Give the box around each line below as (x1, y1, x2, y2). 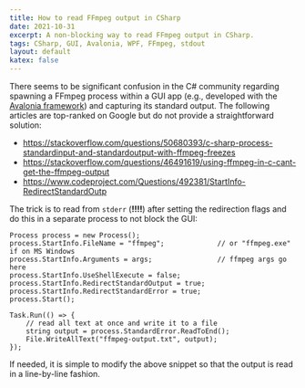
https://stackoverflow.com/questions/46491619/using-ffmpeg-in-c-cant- (22, 157, 297, 167)
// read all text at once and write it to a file (25, 319, 219, 328)
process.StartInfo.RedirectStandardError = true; (9, 287, 202, 296)
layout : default (9, 47, 71, 57)
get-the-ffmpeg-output (22, 166, 110, 177)
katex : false (9, 56, 59, 65)
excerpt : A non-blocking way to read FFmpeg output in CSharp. (9, 30, 255, 39)
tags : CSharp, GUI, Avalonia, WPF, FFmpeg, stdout (9, 38, 206, 48)
